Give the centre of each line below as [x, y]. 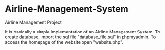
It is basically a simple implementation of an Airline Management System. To [83, 32]
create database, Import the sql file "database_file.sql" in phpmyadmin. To [81, 37]
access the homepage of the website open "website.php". [64, 42]
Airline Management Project [33, 22]
